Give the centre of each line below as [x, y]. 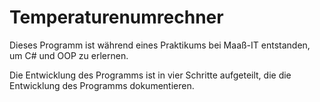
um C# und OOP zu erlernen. [69, 55]
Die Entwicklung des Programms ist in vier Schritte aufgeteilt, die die [150, 75]
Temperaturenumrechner [116, 17]
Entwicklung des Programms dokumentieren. [102, 85]
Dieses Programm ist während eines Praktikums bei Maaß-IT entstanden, [160, 45]
